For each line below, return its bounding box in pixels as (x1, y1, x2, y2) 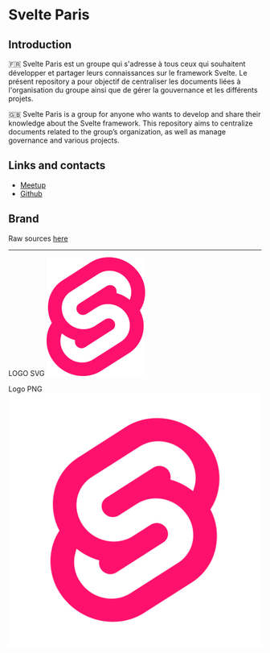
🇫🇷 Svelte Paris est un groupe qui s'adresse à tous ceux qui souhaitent (8, 59, 246, 68)
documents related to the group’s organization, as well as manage (8, 127, 227, 136)
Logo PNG (8, 384, 43, 394)
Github (19, 188, 43, 198)
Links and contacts (8, 159, 106, 172)
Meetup (19, 180, 47, 190)
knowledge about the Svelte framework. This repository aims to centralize (8, 118, 253, 128)
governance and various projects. (8, 135, 120, 145)
